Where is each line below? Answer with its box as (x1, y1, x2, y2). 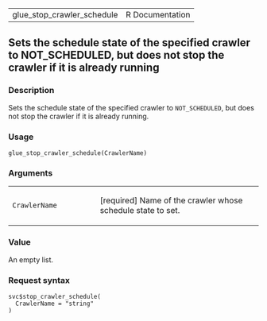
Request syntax (8, 274, 70, 285)
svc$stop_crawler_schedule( (8, 292, 102, 300)
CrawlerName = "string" (15, 300, 94, 307)
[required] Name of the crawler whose (99, 195, 243, 206)
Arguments (8, 167, 53, 178)
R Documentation (126, 10, 191, 20)
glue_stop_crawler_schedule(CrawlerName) (8, 149, 148, 157)
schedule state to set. (99, 205, 180, 216)
